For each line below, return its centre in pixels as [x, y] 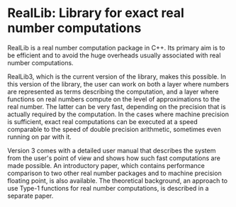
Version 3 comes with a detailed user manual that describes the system [112, 150]
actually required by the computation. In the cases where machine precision [118, 114]
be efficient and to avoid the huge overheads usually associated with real [114, 55]
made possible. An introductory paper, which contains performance [106, 165]
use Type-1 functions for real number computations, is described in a [108, 188]
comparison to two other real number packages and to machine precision [114, 173]
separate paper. [30, 196]
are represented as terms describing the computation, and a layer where [113, 91]
